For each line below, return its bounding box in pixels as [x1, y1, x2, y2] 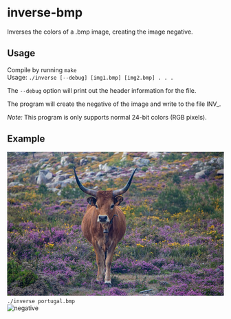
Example [7, 133, 45, 145]
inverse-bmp [7, 5, 83, 21]
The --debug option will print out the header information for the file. [7, 86, 197, 94]
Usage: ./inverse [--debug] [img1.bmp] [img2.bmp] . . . [7, 73, 174, 81]
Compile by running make [7, 65, 77, 74]
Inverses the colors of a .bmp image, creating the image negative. [7, 27, 194, 36]
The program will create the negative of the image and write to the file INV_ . [7, 100, 221, 108]
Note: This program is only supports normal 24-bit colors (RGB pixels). [7, 113, 208, 121]
